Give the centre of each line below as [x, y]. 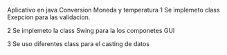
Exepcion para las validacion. [49, 17]
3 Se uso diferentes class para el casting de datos [79, 44]
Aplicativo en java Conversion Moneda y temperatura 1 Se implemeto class [113, 10]
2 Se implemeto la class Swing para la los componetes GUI [91, 31]
